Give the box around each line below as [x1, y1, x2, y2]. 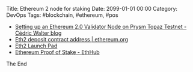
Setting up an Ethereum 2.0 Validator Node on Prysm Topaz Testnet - [14, 23, 187, 30]
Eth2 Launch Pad [14, 42, 58, 49]
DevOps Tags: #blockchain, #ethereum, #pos [6, 11, 118, 19]
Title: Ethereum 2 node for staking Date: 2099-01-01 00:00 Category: [6, 5, 178, 12]
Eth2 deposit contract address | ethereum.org [14, 36, 128, 43]
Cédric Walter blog [14, 29, 62, 37]
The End [6, 60, 27, 67]
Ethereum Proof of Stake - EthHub [14, 49, 100, 56]
